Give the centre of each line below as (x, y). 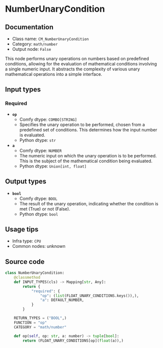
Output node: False (32, 49)
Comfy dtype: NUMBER (41, 151)
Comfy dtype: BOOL (38, 198)
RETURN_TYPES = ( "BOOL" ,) (40, 318)
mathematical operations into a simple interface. (54, 74)
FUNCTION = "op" (31, 323)
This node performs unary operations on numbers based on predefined (77, 59)
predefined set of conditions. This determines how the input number (88, 130)
